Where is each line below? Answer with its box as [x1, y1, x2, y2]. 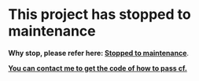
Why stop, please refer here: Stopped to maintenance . [8, 48, 190, 57]
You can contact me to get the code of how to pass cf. [8, 63, 187, 72]
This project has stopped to [8, 6, 191, 24]
